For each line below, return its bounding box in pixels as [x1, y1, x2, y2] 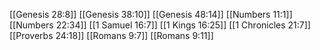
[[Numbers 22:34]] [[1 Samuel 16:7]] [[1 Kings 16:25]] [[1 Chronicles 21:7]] [9, 19, 311, 31]
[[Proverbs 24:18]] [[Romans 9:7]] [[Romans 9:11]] [9, 30, 214, 41]
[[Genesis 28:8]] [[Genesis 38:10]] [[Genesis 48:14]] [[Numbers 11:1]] [9, 9, 293, 20]
